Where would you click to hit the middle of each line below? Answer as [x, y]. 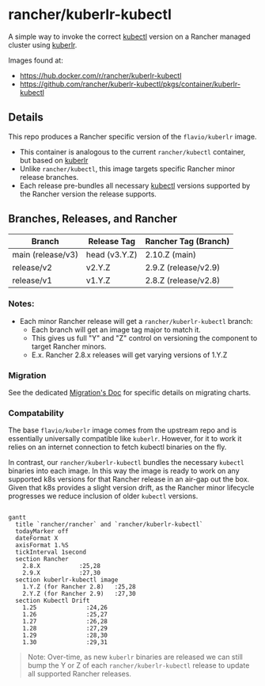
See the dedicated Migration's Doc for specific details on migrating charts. [130, 393]
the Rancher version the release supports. [88, 194]
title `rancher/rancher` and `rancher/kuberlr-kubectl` [109, 524]
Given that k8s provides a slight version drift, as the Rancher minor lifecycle [131, 488]
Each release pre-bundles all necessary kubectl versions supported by [135, 185]
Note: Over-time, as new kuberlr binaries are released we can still [135, 657]
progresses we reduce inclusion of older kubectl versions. [103, 496]
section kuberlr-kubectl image [67, 580]
